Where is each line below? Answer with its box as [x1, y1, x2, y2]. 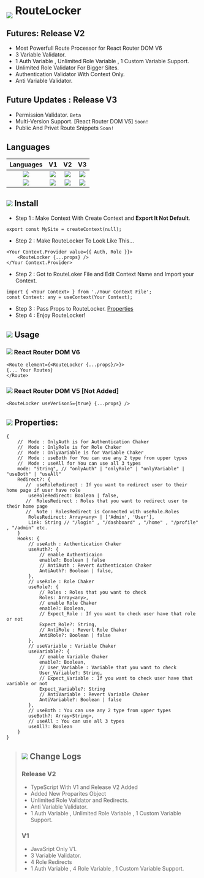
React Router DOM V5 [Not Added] [13, 387, 119, 395]
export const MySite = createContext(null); [6, 227, 122, 233]
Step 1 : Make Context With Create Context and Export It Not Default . [15, 214, 191, 222]
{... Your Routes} [6, 367, 53, 373]
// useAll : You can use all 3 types [28, 718, 124, 725]
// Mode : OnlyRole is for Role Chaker [17, 445, 122, 451]
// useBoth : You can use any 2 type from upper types [28, 707, 172, 714]
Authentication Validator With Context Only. [15, 71, 125, 77]
